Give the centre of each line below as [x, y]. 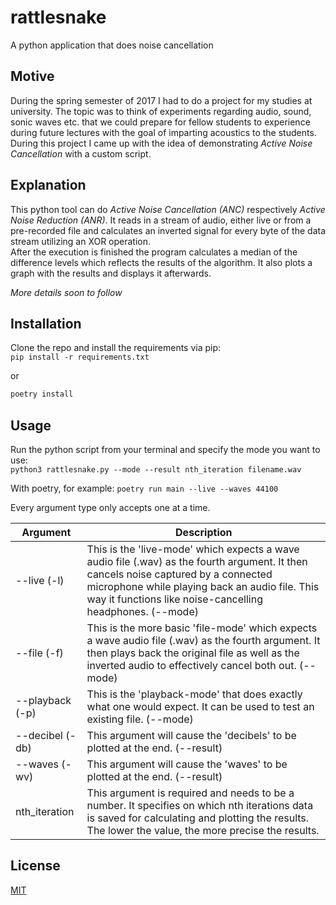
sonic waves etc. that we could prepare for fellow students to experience [160, 122]
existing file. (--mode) [140, 719]
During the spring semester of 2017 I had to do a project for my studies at [161, 100]
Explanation [48, 185]
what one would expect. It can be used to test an [200, 707]
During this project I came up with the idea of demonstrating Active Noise [161, 143]
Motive [32, 76]
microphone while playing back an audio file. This [203, 587]
